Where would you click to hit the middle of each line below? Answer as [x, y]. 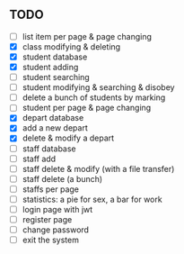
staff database [49, 149]
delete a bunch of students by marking [94, 97]
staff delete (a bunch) [62, 178]
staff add [39, 159]
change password [56, 230]
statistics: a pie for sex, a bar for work [92, 199]
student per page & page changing [87, 108]
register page [47, 219]
